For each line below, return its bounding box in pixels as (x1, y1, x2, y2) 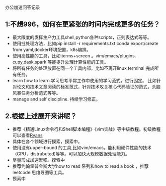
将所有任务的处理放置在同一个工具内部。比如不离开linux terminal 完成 (12, 65, 155, 71)
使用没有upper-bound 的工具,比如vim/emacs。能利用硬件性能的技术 (12, 144, 152, 150)
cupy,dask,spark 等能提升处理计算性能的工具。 (12, 59, 109, 65)
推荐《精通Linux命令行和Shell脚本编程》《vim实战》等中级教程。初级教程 (12, 126, 161, 132)
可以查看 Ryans (12, 132, 43, 138)
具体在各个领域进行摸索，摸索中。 (12, 138, 83, 144)
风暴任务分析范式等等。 (12, 90, 61, 95)
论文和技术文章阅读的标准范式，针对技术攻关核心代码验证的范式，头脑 (16, 84, 161, 90)
